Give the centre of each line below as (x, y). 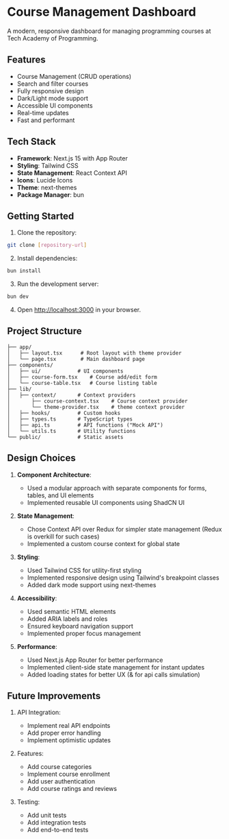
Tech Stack (31, 142)
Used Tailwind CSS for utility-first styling (84, 570)
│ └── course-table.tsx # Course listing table (82, 383)
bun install (24, 271)
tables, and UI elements (60, 495)
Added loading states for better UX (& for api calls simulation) (113, 674)
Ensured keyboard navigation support (80, 626)
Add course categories (59, 767)
